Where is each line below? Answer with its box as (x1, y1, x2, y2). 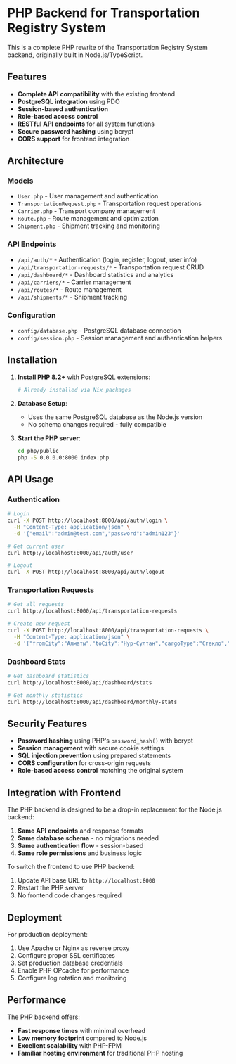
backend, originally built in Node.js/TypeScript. (7, 51, 143, 59)
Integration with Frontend (7, 786, 122, 799)
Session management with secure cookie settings (17, 744, 164, 752)
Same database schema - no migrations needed (17, 834, 159, 842)
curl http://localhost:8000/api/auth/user (7, 549, 133, 556)
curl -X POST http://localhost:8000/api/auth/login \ (7, 517, 169, 525)
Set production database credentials (17, 959, 123, 967)
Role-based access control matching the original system (17, 767, 183, 775)
